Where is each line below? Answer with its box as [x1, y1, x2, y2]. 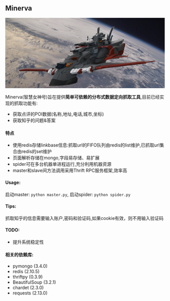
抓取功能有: [14, 100, 38, 106]
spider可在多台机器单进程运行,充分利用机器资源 [12, 161, 112, 167]
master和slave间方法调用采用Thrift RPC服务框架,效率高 [12, 167, 127, 174]
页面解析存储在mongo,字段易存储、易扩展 [12, 155, 100, 161]
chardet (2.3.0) [12, 285, 44, 291]
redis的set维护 [21, 148, 52, 155]
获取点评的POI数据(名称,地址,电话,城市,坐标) [12, 111, 104, 117]
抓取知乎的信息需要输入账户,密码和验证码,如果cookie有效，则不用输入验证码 [5, 215, 164, 221]
